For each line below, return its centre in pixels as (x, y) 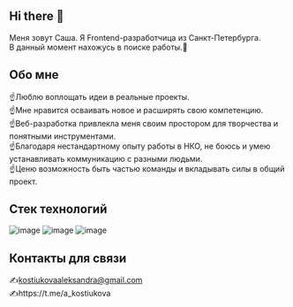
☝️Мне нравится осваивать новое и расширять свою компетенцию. (136, 110)
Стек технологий (58, 209)
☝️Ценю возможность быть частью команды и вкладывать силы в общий (147, 168)
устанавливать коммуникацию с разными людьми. (106, 158)
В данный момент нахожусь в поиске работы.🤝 (98, 47)
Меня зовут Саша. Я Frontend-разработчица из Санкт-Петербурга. (135, 37)
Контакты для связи (68, 258)
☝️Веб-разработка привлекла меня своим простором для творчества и (144, 123)
